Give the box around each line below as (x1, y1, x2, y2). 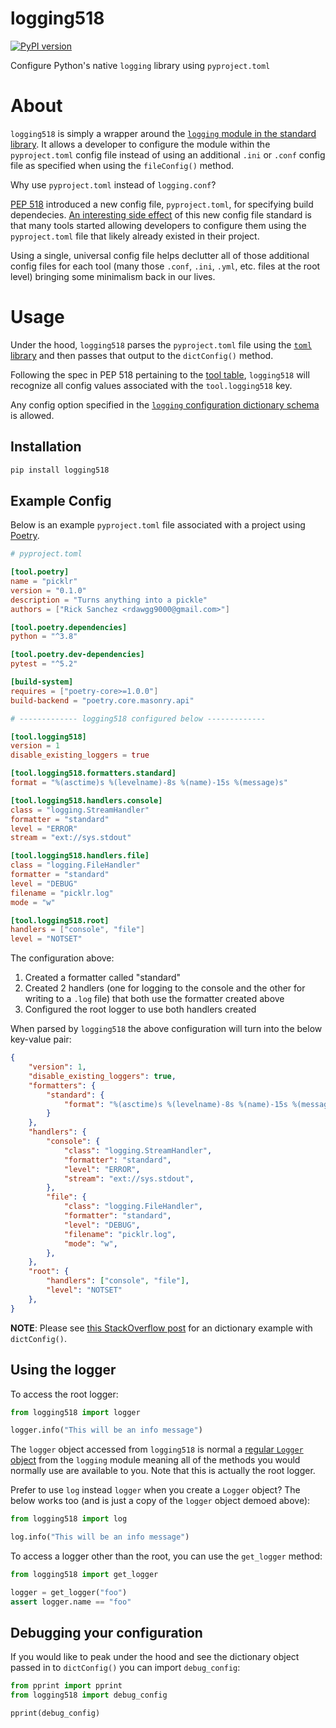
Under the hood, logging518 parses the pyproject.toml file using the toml (10, 338, 313, 351)
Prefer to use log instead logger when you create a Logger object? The (10, 1484, 301, 1496)
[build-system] (10, 677, 74, 687)
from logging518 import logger (10, 1407, 141, 1417)
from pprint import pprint (10, 1681, 123, 1691)
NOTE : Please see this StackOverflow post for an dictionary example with (10, 1322, 313, 1334)
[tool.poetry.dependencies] (10, 622, 128, 632)
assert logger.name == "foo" (10, 1597, 132, 1607)
